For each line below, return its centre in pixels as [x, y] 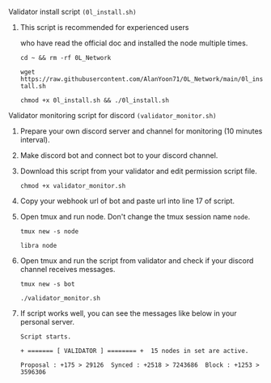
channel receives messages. [68, 269]
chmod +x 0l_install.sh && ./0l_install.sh [95, 100]
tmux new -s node [49, 232]
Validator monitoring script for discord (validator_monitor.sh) [112, 115]
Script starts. [46, 337]
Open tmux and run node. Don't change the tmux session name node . [135, 217]
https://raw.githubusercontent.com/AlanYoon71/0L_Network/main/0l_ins [142, 79]
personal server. [47, 322]
